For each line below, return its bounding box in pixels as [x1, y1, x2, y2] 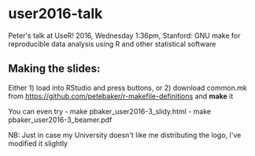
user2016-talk [8, 5, 103, 23]
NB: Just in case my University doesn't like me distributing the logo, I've [8, 130, 242, 139]
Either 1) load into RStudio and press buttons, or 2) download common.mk [8, 83, 248, 92]
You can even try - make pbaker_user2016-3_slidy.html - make [8, 106, 212, 116]
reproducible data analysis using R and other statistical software [8, 39, 216, 48]
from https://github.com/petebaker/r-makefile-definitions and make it [8, 91, 234, 101]
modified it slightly [8, 139, 68, 148]
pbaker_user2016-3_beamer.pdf [8, 115, 113, 124]
